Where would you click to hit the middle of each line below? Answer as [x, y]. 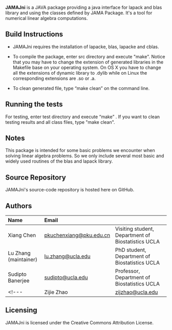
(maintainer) [23, 259]
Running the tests [34, 104]
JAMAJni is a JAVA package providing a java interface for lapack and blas [84, 7]
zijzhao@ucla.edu [136, 292]
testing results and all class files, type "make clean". [60, 122]
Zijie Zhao [56, 292]
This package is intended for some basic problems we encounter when [80, 150]
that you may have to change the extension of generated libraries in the [88, 62]
